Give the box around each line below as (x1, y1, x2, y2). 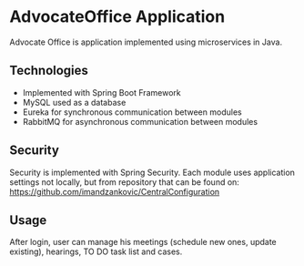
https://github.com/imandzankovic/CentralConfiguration (9, 186, 220, 197)
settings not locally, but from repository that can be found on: (9, 176, 239, 188)
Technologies (9, 63, 89, 78)
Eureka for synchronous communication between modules (22, 107, 243, 118)
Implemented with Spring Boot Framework (22, 87, 181, 97)
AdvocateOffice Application (9, 6, 226, 27)
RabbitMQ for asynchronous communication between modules (22, 116, 258, 127)
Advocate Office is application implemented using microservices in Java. (9, 36, 283, 47)
